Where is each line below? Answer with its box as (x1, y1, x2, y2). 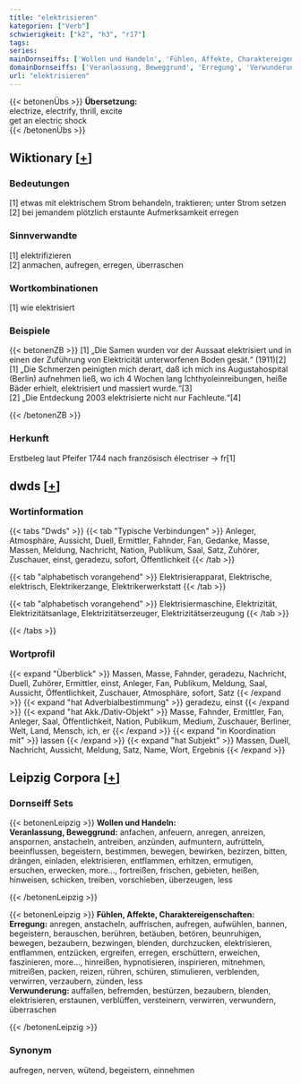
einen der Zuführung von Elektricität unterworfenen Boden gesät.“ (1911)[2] (9, 355, 287, 366)
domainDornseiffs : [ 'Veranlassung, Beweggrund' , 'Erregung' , (9, 64, 243, 73)
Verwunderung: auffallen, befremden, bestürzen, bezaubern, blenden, (9, 985, 271, 996)
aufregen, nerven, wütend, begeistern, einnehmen (9, 1064, 195, 1075)
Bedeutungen (9, 177, 70, 190)
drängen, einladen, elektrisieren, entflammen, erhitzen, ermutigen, (9, 856, 254, 866)
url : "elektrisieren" (9, 72, 90, 81)
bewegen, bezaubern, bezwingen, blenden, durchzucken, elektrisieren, (9, 938, 272, 949)
